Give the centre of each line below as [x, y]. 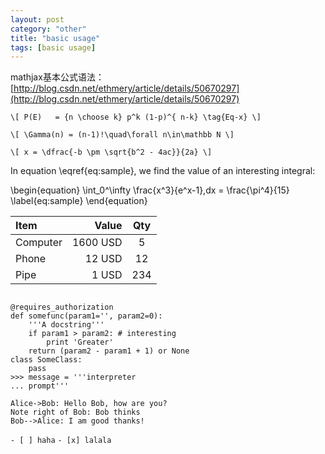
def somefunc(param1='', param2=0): [86, 316]
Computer [39, 243]
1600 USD [97, 243]
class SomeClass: [46, 360]
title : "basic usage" [55, 38]
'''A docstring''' [66, 325]
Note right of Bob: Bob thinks [75, 412]
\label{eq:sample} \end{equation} [79, 201]
